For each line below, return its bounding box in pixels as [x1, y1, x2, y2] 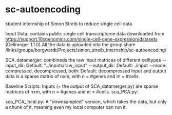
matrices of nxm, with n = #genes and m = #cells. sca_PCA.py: [5, 88, 139, 94]
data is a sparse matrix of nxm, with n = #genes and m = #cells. [5, 73, 140, 79]
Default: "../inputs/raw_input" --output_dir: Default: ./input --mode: [26, 62, 167, 68]
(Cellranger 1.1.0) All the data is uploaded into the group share [5, 41, 136, 47]
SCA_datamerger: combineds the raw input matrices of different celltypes [5, 56, 161, 63]
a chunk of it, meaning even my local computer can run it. [5, 104, 127, 110]
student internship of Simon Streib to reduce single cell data [5, 21, 132, 27]
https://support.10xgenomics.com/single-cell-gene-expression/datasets [5, 36, 158, 42]
